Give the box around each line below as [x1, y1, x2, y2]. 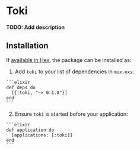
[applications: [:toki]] [11, 132, 73, 138]
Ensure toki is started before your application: [14, 110, 129, 118]
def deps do [6, 84, 36, 90]
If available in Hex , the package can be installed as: [6, 56, 132, 63]
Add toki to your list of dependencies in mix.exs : [14, 68, 135, 75]
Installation [6, 41, 49, 51]
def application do [6, 127, 55, 133]
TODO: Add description [6, 24, 65, 31]
